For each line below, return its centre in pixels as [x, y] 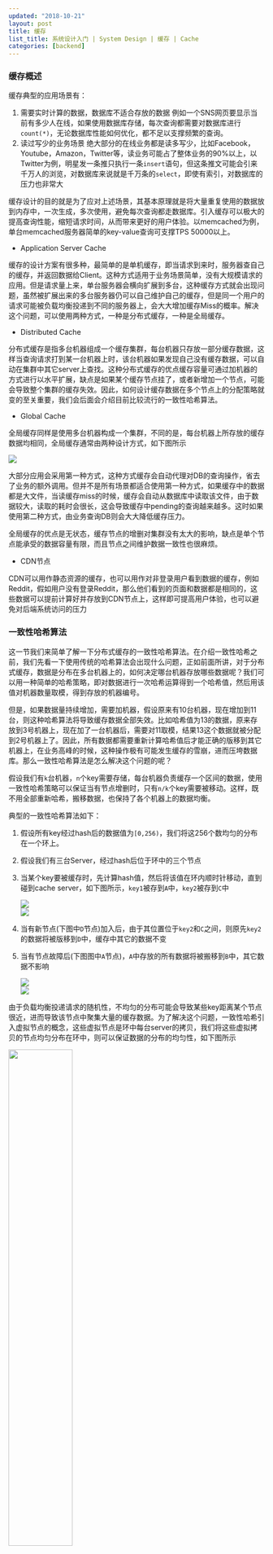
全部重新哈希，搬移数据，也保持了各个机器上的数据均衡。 [119, 798]
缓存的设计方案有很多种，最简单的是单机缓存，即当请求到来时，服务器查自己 [136, 265]
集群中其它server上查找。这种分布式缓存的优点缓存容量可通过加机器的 [140, 369]
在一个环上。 [41, 843]
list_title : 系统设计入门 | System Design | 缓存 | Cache [104, 39]
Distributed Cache [50, 332]
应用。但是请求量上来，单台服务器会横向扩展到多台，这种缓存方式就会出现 [133, 285]
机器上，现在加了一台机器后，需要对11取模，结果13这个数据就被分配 [147, 730]
